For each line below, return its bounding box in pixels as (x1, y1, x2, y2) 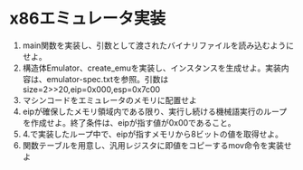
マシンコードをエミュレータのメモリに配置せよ (22, 94, 197, 105)
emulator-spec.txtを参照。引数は (46, 73, 169, 84)
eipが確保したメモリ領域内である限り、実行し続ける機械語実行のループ (22, 106, 288, 117)
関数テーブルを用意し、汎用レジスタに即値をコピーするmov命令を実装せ (22, 139, 292, 150)
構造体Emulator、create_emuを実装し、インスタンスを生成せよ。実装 (22, 62, 282, 73)
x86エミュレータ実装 (9, 8, 166, 29)
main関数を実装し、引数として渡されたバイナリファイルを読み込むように (22, 40, 294, 51)
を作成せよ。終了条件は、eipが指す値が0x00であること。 (22, 117, 236, 127)
